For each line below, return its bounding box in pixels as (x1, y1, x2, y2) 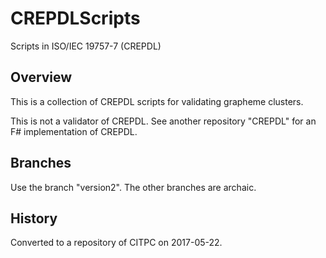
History (10, 210, 58, 227)
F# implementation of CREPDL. (10, 125, 138, 137)
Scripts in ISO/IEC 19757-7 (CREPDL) (10, 40, 162, 52)
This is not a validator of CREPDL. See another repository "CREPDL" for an (10, 115, 317, 127)
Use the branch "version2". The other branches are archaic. (10, 181, 257, 193)
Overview (10, 69, 73, 86)
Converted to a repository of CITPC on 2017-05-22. (10, 237, 223, 249)
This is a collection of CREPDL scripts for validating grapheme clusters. (10, 95, 304, 107)
